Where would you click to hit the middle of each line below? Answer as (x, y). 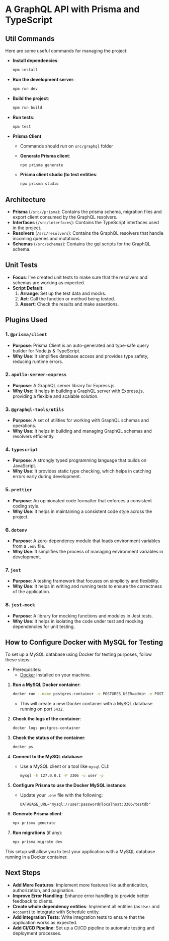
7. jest (13, 570)
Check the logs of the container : (47, 719)
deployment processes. (37, 933)
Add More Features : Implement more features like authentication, (80, 885)
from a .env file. (29, 546)
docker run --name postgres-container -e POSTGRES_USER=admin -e (82, 694)
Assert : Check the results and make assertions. (69, 304)
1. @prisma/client (26, 334)
